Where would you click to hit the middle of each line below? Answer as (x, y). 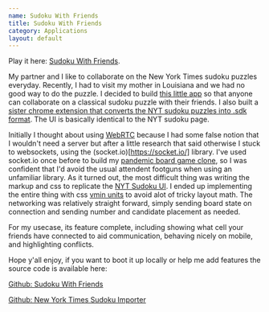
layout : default (35, 38)
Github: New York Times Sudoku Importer (77, 300)
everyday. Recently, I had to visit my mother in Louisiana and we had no (126, 85)
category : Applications (48, 31)
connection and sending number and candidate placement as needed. (124, 212)
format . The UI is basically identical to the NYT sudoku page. (109, 119)
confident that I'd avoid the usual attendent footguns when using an (120, 169)
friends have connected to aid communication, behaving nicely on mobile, (130, 236)
